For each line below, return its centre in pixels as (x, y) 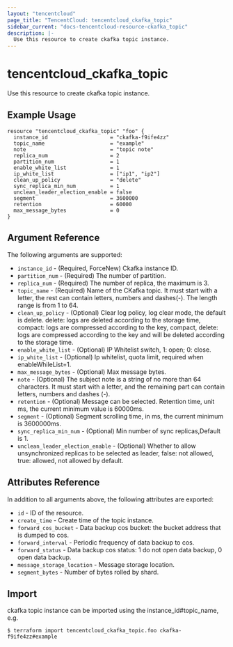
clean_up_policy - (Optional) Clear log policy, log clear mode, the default (121, 312)
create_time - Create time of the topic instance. (86, 520)
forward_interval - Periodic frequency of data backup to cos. (106, 542)
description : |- (31, 33)
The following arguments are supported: (65, 254)
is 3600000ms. (39, 423)
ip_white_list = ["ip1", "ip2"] (87, 174)
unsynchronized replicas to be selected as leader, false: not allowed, (115, 453)
